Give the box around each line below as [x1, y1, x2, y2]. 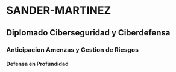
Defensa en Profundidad [6, 61, 69, 68]
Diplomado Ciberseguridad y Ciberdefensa [6, 28, 171, 38]
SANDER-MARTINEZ [6, 4, 112, 17]
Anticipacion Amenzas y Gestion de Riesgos [6, 46, 139, 54]
